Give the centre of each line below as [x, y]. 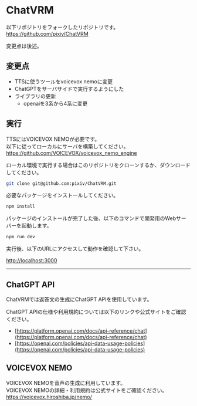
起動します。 [37, 226]
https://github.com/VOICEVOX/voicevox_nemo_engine [72, 153]
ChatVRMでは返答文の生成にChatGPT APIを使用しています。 [79, 299]
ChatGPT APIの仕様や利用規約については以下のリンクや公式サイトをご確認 [96, 312]
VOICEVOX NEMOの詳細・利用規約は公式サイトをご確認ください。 [87, 390]
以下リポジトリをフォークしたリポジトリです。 [62, 27]
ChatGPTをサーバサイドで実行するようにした [69, 89]
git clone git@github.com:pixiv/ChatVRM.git [61, 183]
